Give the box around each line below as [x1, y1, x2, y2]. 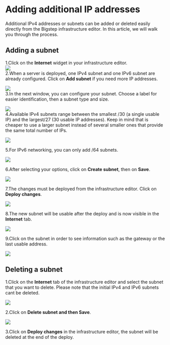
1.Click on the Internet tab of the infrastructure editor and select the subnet [5, 279, 163, 285]
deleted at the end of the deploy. [5, 334, 74, 340]
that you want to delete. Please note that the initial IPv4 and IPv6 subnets [5, 284, 159, 290]
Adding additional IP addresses [5, 4, 140, 15]
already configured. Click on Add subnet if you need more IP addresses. [5, 76, 158, 82]
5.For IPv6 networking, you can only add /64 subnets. [5, 146, 118, 153]
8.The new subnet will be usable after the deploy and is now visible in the [5, 210, 159, 216]
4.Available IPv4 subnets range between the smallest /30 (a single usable [5, 111, 160, 117]
